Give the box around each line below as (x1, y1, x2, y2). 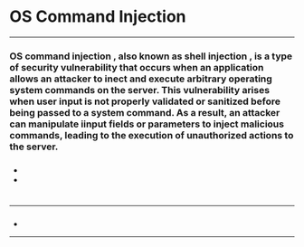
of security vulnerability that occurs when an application (9, 61, 264, 73)
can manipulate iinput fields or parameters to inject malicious (9, 118, 285, 130)
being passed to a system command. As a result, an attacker (9, 106, 280, 119)
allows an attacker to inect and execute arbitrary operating (9, 72, 273, 85)
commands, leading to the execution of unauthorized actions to (9, 128, 294, 141)
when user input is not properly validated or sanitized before (9, 95, 281, 108)
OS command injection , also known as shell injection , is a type (9, 50, 293, 62)
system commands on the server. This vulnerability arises (9, 83, 270, 96)
